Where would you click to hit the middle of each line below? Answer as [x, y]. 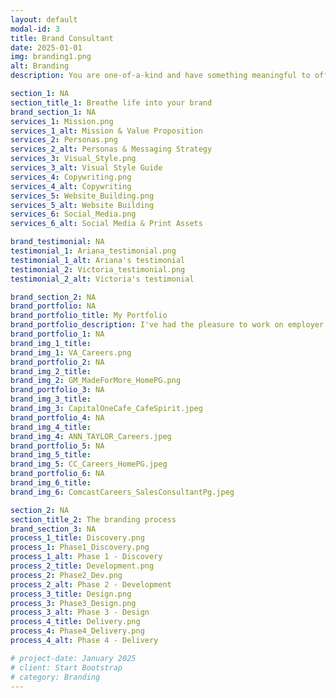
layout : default [44, 19]
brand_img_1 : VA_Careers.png [71, 352]
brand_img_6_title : [51, 483]
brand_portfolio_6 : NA [57, 474]
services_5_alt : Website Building [82, 205]
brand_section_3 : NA [53, 529]
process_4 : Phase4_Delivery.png [77, 631]
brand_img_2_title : [51, 371]
